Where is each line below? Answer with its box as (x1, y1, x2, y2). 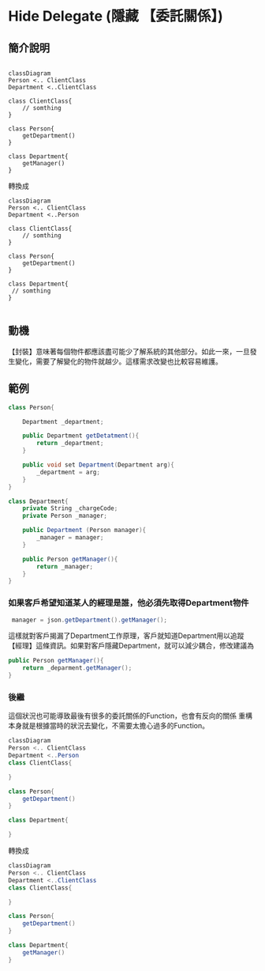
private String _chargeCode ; (22, 504, 118, 512)
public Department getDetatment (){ (22, 432, 140, 440)
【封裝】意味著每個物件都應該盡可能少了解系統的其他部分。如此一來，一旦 (8, 346, 250, 356)
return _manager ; (36, 562, 93, 570)
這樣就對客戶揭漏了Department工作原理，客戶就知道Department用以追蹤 (8, 631, 244, 640)
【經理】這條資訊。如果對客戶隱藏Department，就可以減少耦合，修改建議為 (8, 641, 255, 651)
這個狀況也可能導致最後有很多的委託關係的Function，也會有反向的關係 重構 (8, 711, 252, 720)
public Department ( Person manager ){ (22, 527, 147, 535)
